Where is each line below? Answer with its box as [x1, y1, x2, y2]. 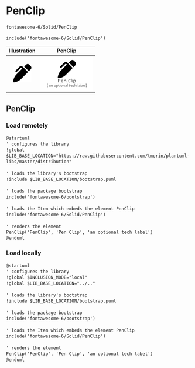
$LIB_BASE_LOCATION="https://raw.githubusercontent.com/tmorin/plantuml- [6, 153, 190, 159]
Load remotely [6, 121, 49, 129]
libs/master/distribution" [6, 159, 72, 165]
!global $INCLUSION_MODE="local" [6, 275, 88, 280]
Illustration [8, 47, 36, 54]
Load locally [6, 249, 42, 257]
